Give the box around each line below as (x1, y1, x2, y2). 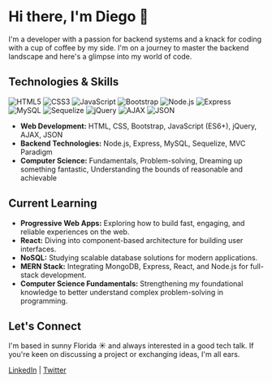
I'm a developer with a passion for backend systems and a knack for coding (8, 34, 262, 44)
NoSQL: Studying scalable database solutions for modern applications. (19, 252, 258, 263)
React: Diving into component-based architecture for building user (19, 235, 244, 245)
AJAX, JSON (19, 129, 63, 139)
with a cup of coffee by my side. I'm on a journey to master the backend (8, 42, 249, 52)
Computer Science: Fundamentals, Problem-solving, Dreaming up (19, 155, 243, 165)
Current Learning (8, 197, 97, 211)
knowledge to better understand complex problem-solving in (19, 287, 224, 297)
